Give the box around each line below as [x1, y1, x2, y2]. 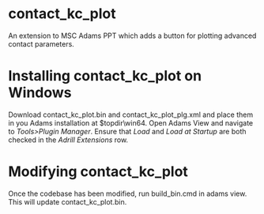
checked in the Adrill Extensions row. [8, 135, 129, 145]
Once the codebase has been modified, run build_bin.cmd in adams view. [8, 189, 247, 198]
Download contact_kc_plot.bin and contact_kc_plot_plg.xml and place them [8, 110, 254, 119]
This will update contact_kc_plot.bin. [8, 197, 127, 206]
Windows [8, 84, 72, 102]
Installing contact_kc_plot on [8, 67, 202, 85]
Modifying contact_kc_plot [8, 163, 188, 181]
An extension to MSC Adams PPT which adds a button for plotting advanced [8, 31, 257, 40]
